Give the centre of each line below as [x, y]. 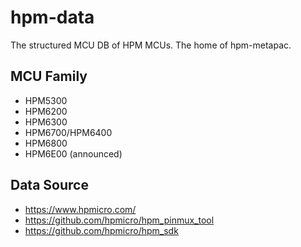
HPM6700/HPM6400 [68, 132]
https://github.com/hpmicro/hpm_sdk [101, 230]
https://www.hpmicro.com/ [80, 209]
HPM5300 [46, 100]
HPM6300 [46, 122]
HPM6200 [46, 111]
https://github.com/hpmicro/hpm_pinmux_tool [119, 220]
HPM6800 [46, 143]
